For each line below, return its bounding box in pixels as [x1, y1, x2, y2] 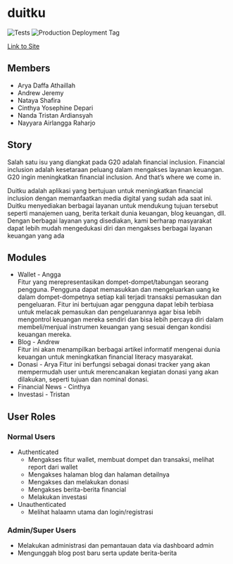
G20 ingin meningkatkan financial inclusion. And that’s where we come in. [7, 173, 222, 181]
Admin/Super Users [7, 525, 77, 535]
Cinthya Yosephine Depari [17, 104, 94, 112]
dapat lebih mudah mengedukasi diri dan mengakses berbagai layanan [7, 223, 213, 232]
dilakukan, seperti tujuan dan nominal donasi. [17, 375, 149, 384]
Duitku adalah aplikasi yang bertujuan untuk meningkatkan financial [7, 186, 203, 195]
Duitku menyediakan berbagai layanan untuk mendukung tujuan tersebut [7, 201, 218, 209]
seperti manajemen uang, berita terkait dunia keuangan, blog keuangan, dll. [7, 209, 227, 217]
